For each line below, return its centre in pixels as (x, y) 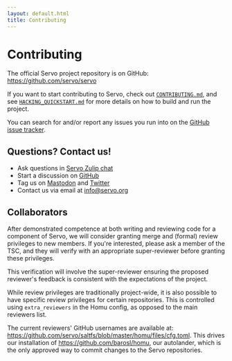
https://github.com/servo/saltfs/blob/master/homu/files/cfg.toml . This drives (116, 335)
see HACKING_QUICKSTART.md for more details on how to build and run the (109, 102)
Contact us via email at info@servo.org (73, 191)
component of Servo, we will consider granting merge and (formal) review (113, 236)
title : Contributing (37, 20)
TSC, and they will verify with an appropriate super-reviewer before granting (116, 251)
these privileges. (31, 258)
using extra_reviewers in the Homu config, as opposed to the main (102, 307)
